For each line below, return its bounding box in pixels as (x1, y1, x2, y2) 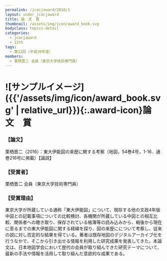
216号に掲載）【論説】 (9, 154, 54, 160)
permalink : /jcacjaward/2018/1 (5, 7, 70, 12)
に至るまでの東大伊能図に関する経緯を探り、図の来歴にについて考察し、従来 (5, 225, 163, 231)
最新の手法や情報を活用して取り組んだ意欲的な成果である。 (5, 250, 128, 256)
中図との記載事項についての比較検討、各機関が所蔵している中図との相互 (5, 213, 154, 219)
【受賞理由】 (5, 194, 36, 201)
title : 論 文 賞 (5, 16, 40, 21)
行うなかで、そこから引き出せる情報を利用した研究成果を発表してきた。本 (5, 238, 158, 244)
